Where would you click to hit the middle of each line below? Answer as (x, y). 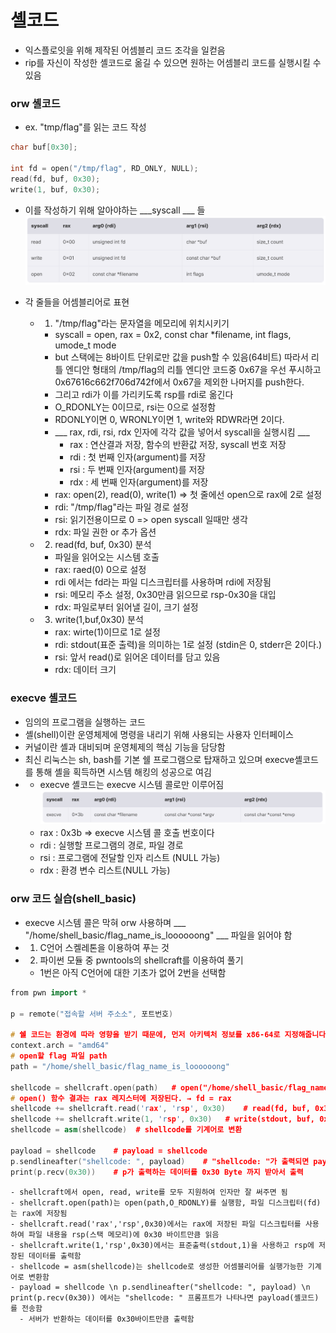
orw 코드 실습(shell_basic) (73, 899)
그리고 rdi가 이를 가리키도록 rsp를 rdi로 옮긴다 (144, 395)
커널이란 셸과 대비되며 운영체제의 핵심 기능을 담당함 (125, 747)
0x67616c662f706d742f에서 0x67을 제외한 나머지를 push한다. (179, 382)
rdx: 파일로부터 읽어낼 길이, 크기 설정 (126, 607)
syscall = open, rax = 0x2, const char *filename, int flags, (173, 335)
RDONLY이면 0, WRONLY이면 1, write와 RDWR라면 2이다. (169, 420)
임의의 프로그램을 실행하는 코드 (85, 722)
